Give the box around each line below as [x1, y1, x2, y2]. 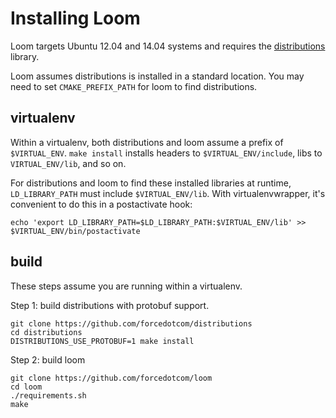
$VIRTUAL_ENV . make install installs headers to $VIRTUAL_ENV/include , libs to [10, 147, 323, 159]
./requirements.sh [10, 390, 87, 401]
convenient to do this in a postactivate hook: [10, 198, 193, 210]
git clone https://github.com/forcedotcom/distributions [10, 318, 253, 329]
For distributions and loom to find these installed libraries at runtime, [10, 177, 292, 189]
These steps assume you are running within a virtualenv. [10, 280, 243, 292]
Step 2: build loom [10, 353, 86, 366]
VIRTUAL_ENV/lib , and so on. [10, 157, 127, 169]
